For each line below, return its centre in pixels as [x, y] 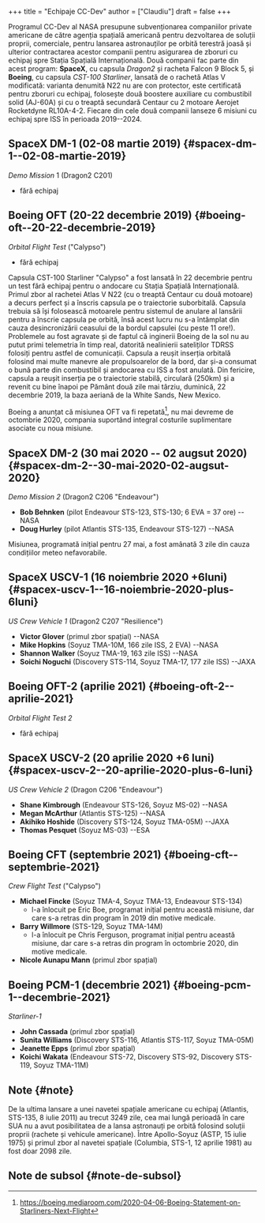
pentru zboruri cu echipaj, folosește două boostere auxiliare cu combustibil [130, 94]
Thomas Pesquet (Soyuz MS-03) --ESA [85, 830]
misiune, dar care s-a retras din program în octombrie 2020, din [135, 943]
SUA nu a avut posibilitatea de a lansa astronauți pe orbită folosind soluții [127, 1126]
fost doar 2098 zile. [40, 1151]
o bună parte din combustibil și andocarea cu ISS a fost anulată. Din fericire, [132, 370]
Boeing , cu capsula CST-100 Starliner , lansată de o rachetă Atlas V [117, 77]
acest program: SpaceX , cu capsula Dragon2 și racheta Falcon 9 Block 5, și [131, 69]
